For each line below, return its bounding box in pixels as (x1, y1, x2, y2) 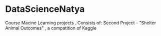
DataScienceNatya (5, 3, 85, 15)
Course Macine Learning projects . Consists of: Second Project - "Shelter (5, 20, 156, 26)
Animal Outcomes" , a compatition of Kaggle (5, 25, 96, 31)
